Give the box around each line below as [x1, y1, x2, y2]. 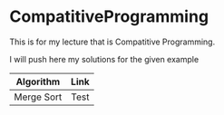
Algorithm [15, 75, 61, 88]
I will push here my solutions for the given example [9, 53, 200, 64]
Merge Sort [14, 91, 63, 103]
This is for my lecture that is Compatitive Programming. [9, 36, 216, 47]
